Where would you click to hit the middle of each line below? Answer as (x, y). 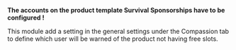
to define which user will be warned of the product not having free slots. (113, 39)
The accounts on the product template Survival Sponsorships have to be (116, 10)
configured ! (26, 18)
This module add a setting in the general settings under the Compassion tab (118, 31)
